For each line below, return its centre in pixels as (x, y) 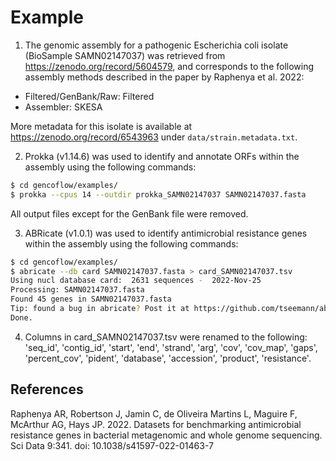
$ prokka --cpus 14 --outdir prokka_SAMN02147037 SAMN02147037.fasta (158, 194)
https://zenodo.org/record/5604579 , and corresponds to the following (169, 66)
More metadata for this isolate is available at (101, 126)
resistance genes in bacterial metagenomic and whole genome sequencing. (166, 435)
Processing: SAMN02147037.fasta (77, 290)
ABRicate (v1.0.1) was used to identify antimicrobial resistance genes (166, 233)
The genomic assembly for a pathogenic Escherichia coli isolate (156, 45)
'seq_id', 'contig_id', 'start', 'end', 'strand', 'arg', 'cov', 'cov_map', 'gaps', (171, 347)
